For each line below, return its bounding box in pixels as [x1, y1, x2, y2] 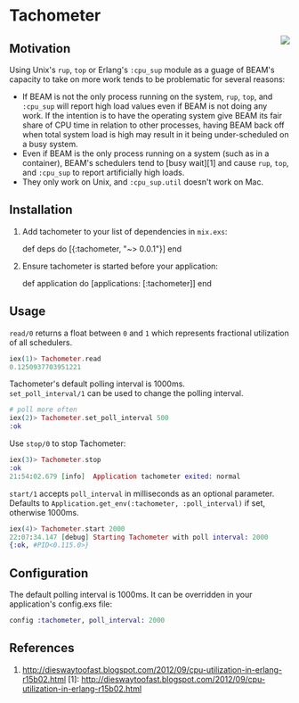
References [9, 641, 75, 656]
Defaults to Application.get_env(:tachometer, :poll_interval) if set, [9, 497, 265, 509]
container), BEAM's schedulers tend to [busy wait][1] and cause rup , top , [21, 158, 289, 168]
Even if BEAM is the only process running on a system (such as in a [21, 148, 270, 159]
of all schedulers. [9, 336, 73, 348]
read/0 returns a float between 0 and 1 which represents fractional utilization [9, 327, 289, 338]
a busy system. [21, 139, 78, 149]
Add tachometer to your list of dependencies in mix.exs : [21, 226, 228, 236]
